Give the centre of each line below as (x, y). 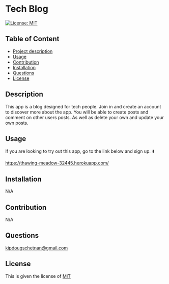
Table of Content (32, 39)
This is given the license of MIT (38, 276)
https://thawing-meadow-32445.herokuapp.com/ (57, 163)
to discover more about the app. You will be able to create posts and (77, 112)
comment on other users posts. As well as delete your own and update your (85, 117)
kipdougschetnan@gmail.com (36, 248)
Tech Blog (27, 9)
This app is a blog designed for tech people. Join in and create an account (83, 106)
